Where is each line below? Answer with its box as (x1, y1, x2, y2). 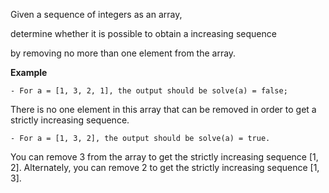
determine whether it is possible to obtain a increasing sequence (10, 28, 277, 39)
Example (10, 67, 48, 78)
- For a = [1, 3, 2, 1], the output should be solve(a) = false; (10, 86, 288, 96)
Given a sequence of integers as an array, (10, 9, 183, 20)
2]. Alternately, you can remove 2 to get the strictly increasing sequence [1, (10, 162, 320, 173)
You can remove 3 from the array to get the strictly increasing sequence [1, (10, 151, 319, 163)
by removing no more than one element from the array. (10, 47, 237, 59)
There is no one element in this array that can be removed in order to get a (10, 104, 317, 115)
